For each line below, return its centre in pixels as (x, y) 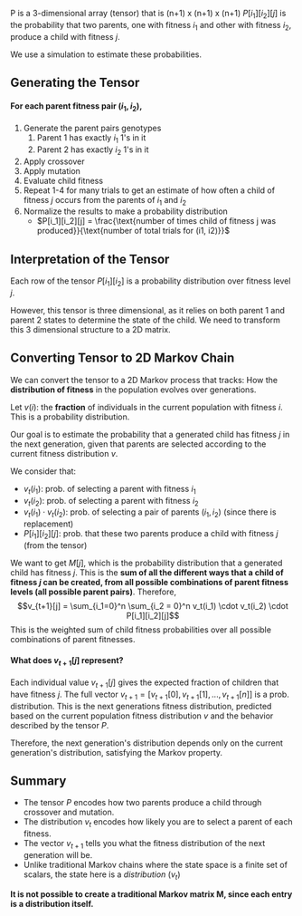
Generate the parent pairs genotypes (92, 128)
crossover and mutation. (69, 812)
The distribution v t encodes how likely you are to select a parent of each (158, 823)
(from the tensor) (55, 545)
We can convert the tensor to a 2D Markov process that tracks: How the (144, 380)
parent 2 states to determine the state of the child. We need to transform (146, 320)
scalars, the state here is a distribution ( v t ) (102, 875)
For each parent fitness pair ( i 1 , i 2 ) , (76, 106)
